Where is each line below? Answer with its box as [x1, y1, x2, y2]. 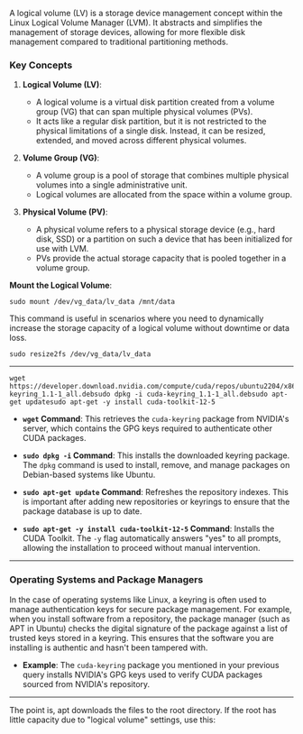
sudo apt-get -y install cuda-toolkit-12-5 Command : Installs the [22, 523, 275, 535]
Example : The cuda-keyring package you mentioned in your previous [22, 659, 280, 670]
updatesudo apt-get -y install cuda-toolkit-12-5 [25, 398, 216, 407]
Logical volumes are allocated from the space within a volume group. [35, 189, 293, 200]
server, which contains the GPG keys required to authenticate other [22, 423, 273, 434]
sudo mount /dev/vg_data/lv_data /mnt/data [9, 298, 176, 307]
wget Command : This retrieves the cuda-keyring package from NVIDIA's [22, 414, 289, 425]
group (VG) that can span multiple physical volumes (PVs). [35, 106, 253, 117]
